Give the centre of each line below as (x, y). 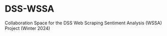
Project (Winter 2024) (27, 28)
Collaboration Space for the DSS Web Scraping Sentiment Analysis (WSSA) (83, 23)
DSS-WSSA (29, 9)
